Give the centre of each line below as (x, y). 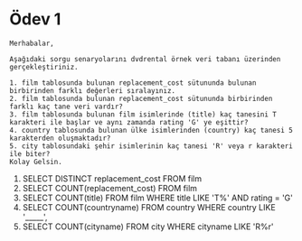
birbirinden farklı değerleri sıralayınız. (93, 90)
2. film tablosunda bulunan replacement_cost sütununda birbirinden (141, 98)
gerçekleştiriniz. (44, 67)
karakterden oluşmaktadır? (60, 138)
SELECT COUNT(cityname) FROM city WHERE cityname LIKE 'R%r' (148, 227)
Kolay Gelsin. (36, 162)
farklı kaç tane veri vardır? (66, 107)
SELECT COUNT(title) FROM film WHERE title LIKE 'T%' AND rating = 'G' (158, 198)
